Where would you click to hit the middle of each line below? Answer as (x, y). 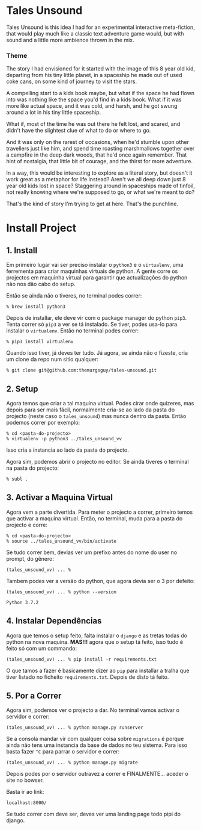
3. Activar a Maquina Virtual (59, 498)
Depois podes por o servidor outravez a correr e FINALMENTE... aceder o (97, 774)
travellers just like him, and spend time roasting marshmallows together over (100, 149)
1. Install (22, 250)
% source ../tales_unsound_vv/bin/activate (61, 541)
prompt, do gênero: (30, 558)
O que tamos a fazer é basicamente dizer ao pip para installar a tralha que (98, 670)
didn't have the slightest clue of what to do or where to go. (79, 131)
